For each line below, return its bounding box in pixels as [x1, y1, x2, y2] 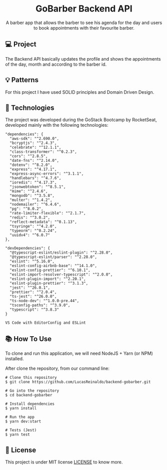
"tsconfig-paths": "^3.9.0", [9, 303, 70, 308]
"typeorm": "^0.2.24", [9, 228, 57, 233]
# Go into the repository [5, 388, 59, 393]
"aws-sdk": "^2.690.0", [9, 136, 59, 141]
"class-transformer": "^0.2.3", [9, 149, 77, 154]
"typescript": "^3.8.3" [9, 307, 59, 312]
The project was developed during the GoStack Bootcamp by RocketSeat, [5, 117, 157, 123]
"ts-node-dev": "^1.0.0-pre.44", [9, 299, 79, 304]
